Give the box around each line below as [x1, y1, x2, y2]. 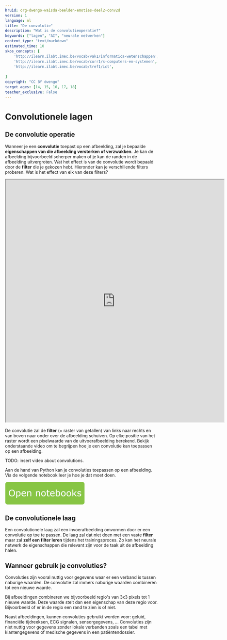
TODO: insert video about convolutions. [5, 458, 84, 463]
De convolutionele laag [5, 514, 76, 523]
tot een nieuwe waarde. [5, 585, 52, 591]
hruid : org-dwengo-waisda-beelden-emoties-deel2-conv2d [5, 8, 120, 13]
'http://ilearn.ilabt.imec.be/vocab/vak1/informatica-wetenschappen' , [14, 54, 160, 59]
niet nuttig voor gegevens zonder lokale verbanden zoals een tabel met [5, 624, 147, 630]
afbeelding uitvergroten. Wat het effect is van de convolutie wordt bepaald [5, 159, 154, 164]
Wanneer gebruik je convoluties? [5, 561, 107, 570]
